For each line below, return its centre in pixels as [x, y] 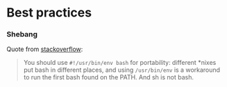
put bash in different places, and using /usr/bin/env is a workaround [121, 70]
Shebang [22, 35]
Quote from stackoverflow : [45, 49]
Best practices [49, 13]
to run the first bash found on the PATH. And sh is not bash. [109, 77]
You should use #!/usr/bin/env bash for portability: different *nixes [120, 63]
